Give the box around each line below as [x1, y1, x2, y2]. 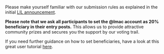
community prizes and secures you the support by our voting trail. [5, 29, 140, 35]
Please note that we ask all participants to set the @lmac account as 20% [5, 19, 159, 24]
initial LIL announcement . [5, 9, 56, 15]
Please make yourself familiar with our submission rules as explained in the [5, 4, 158, 10]
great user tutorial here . [5, 44, 53, 49]
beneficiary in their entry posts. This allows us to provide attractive [5, 24, 144, 30]
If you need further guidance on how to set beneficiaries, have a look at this [5, 38, 160, 44]
